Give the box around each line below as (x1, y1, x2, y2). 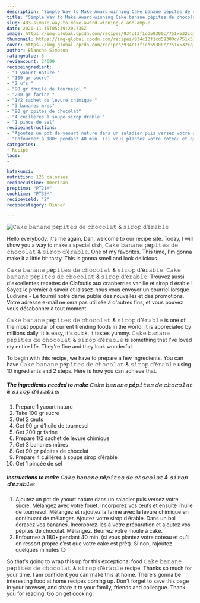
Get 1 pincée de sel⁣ (15, 460, 62, 467)
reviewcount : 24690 (7, 58, 55, 64)
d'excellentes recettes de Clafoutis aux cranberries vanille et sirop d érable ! (7, 280, 193, 287)
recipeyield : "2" (7, 196, 50, 202)
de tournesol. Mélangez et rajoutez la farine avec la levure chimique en (15, 508, 189, 516)
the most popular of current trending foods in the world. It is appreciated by (7, 324, 192, 331)
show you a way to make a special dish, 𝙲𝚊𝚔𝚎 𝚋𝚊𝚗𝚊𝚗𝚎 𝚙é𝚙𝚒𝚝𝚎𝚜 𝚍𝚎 (7, 241, 179, 249)
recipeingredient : (7, 64, 52, 70)
